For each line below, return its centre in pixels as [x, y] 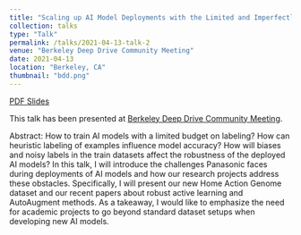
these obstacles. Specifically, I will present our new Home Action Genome [146, 183]
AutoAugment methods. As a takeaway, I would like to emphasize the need [147, 202]
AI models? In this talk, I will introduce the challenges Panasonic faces [138, 164]
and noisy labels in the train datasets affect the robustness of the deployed [147, 155]
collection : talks [43, 26]
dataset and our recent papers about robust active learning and [126, 192]
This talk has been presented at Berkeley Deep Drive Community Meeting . [146, 118]
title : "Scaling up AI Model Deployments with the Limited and [130, 17]
